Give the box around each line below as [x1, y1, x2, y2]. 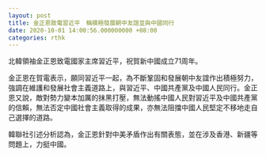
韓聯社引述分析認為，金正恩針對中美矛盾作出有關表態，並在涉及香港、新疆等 [8, 130, 258, 139]
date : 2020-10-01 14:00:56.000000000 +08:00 [8, 26, 158, 34]
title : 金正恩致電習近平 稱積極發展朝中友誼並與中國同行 [8, 19, 175, 27]
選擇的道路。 [14, 112, 57, 123]
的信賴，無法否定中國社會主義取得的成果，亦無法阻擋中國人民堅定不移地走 [8, 103, 251, 112]
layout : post [8, 11, 51, 20]
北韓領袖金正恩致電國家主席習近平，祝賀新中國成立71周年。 [8, 56, 203, 66]
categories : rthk [8, 33, 66, 42]
